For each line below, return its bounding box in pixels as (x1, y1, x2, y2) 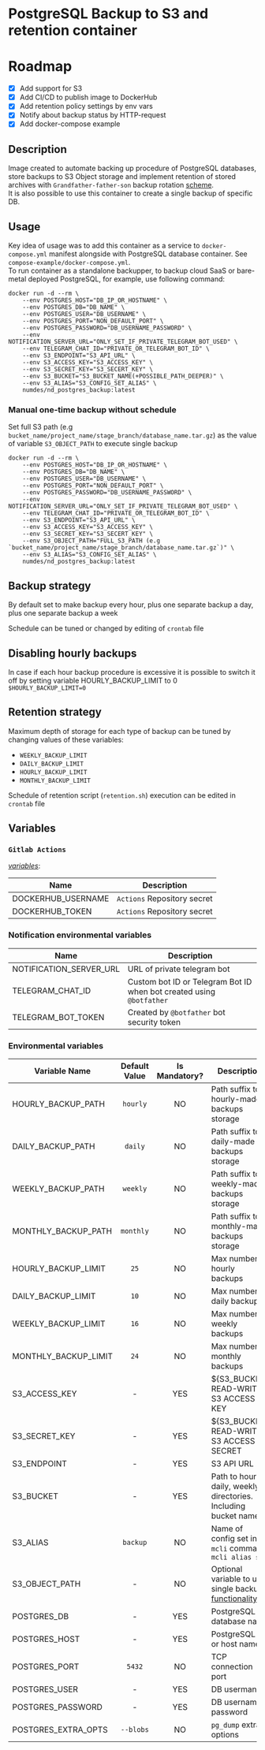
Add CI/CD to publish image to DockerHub (19, 92, 158, 102)
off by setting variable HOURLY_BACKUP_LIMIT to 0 (8, 676, 177, 685)
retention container (8, 21, 138, 39)
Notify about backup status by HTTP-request (19, 110, 166, 120)
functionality (211, 1593, 258, 1604)
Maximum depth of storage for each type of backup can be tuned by (8, 726, 231, 735)
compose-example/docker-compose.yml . (8, 258, 131, 267)
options (211, 1730, 239, 1741)
